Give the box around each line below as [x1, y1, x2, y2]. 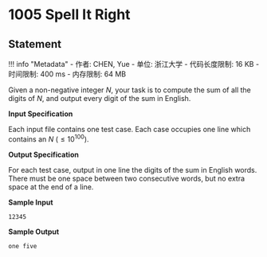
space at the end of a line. [8, 181, 94, 192]
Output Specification [8, 150, 80, 159]
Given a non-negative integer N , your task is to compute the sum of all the [8, 85, 251, 95]
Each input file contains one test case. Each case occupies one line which [8, 125, 251, 134]
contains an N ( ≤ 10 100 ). [8, 133, 89, 144]
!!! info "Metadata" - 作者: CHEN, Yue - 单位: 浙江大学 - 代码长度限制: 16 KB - [8, 60, 260, 68]
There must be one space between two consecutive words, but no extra [8, 173, 245, 183]
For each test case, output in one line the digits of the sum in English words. [8, 165, 257, 174]
